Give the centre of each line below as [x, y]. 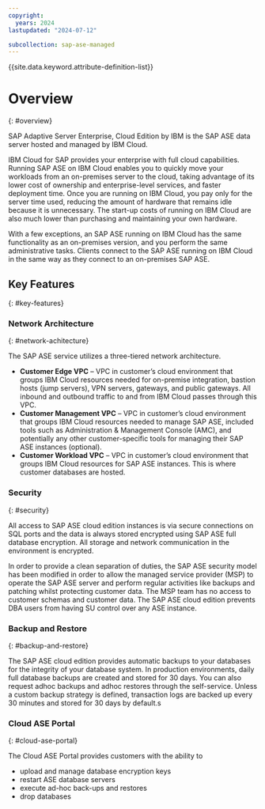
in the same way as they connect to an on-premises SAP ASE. [109, 259]
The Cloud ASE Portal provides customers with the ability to [106, 756]
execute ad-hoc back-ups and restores [83, 788]
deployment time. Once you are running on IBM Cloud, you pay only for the [131, 194]
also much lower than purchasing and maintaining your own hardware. [123, 219]
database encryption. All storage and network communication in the [119, 542]
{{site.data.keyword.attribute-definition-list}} [81, 67]
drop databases [45, 796]
